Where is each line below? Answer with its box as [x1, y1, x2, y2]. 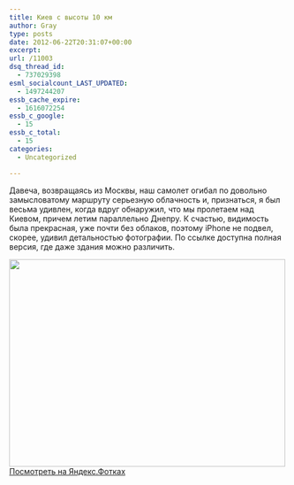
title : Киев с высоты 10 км [9, 12, 113, 22]
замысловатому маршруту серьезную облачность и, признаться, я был [9, 194, 281, 204]
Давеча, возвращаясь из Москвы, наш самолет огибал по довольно [9, 185, 268, 196]
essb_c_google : [9, 112, 65, 120]
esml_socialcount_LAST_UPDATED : [9, 79, 128, 88]
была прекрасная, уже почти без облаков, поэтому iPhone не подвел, [9, 222, 274, 233]
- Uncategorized [17, 152, 77, 162]
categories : [9, 144, 53, 153]
